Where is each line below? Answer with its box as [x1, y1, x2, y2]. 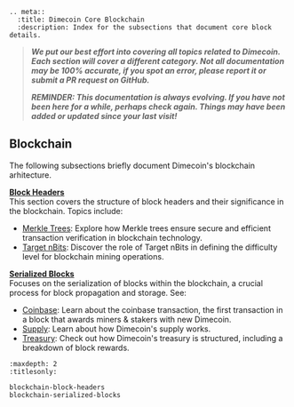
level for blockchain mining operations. [21, 251, 164, 261]
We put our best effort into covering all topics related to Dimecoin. [30, 46, 282, 57]
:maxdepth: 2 [9, 359, 58, 368]
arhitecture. [9, 169, 52, 180]
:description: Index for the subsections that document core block [17, 23, 273, 32]
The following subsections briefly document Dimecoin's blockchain [9, 160, 256, 171]
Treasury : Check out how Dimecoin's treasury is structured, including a [21, 332, 283, 343]
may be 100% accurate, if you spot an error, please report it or [30, 66, 266, 76]
